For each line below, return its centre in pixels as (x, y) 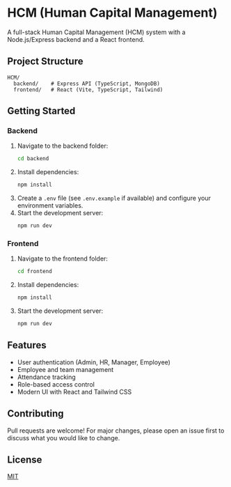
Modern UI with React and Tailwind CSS (74, 392)
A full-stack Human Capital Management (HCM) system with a (96, 32)
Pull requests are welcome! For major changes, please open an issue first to (116, 431)
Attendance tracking (47, 377)
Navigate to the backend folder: (63, 146)
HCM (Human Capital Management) (112, 13)
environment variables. (50, 206)
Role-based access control (56, 384)
